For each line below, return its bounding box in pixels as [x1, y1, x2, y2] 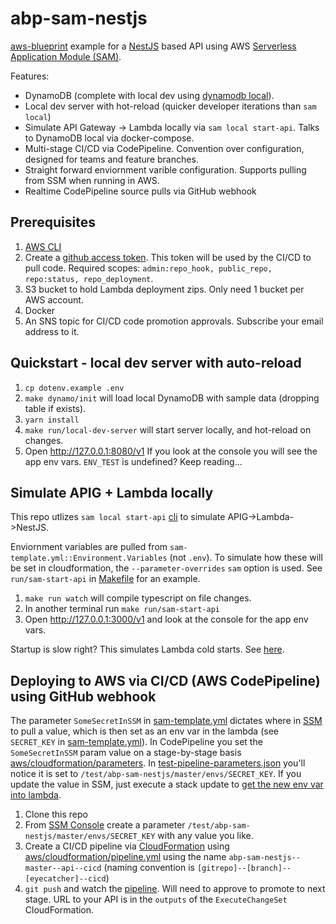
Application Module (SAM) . [10, 50, 122, 62]
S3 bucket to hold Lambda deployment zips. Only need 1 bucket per [24, 283, 305, 295]
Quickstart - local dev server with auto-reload [10, 355, 302, 372]
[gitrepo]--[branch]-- [196, 863, 292, 874]
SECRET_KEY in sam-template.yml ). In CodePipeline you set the [10, 736, 263, 748]
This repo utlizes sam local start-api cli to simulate [10, 511, 226, 523]
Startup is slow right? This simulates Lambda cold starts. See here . [10, 643, 285, 656]
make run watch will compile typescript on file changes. [24, 592, 252, 604]
